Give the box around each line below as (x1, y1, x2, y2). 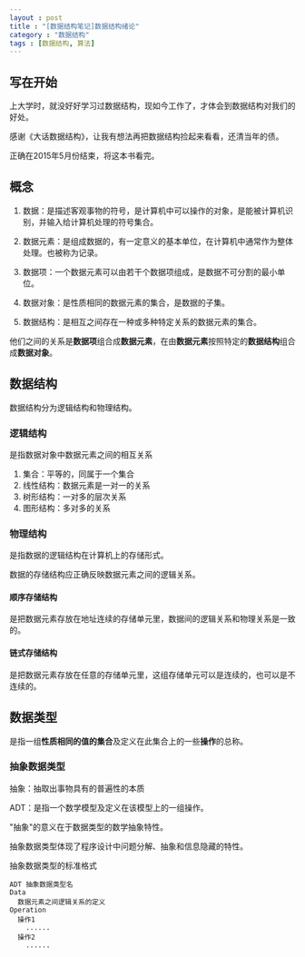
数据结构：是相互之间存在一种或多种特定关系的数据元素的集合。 (22, 316, 261, 327)
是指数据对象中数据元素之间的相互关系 (9, 449, 152, 459)
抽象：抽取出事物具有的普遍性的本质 (9, 783, 145, 794)
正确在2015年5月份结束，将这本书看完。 (9, 151, 160, 162)
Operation (9, 905, 47, 914)
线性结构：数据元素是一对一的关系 (22, 479, 151, 490)
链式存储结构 (9, 647, 57, 658)
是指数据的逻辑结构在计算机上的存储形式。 (9, 550, 169, 561)
